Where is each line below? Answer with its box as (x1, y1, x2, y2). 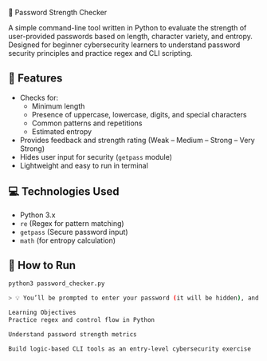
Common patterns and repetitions (31, 118, 143, 128)
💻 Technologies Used (8, 184, 120, 199)
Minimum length (31, 101, 85, 111)
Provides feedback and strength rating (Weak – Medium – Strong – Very (19, 135, 255, 145)
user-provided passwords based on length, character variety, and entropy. (8, 32, 253, 41)
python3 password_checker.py (8, 280, 105, 288)
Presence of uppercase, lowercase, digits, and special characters (31, 109, 247, 119)
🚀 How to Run (8, 259, 77, 272)
